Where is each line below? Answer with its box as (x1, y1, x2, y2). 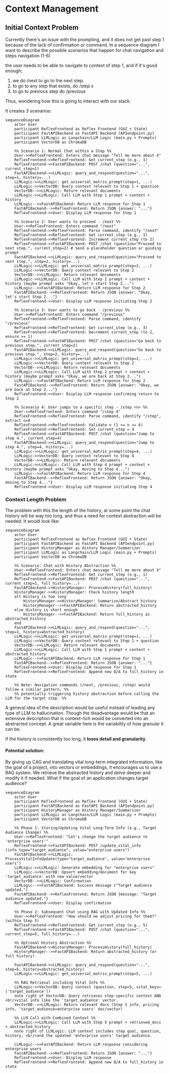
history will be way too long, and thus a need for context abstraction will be (5, 513, 161, 519)
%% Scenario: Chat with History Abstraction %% (14, 564, 116, 569)
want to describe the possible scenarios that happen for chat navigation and (5, 47, 164, 53)
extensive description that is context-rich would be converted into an (5, 716, 149, 722)
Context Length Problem (5, 496, 67, 503)
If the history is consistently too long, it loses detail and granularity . (5, 736, 147, 742)
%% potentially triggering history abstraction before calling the (14, 691, 159, 697)
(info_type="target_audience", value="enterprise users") (5, 847, 130, 852)
